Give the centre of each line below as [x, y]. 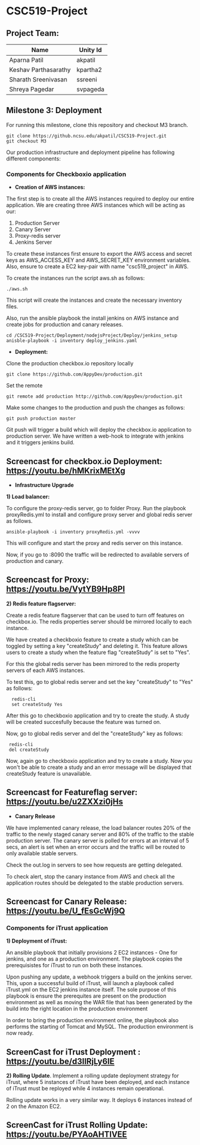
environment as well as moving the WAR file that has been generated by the [99, 1002]
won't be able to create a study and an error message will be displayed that [99, 767]
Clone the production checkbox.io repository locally [70, 364]
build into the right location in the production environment [77, 1009]
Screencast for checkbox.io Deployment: [84, 461]
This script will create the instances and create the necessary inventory [94, 300]
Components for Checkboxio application [66, 174]
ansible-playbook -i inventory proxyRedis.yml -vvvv [73, 532]
